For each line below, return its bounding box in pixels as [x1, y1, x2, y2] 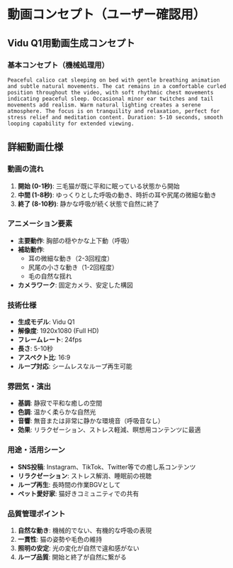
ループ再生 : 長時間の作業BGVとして [17, 480, 121, 488]
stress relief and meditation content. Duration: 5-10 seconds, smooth [7, 114, 223, 121]
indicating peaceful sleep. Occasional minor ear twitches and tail [7, 95, 214, 102]
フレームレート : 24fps [17, 335, 82, 344]
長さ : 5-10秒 [17, 344, 54, 353]
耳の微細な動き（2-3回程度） [28, 253, 114, 263]
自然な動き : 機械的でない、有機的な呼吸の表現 [17, 526, 152, 535]
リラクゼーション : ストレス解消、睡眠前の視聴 [17, 471, 152, 480]
